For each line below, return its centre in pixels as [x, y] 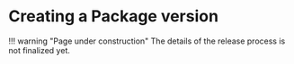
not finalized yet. [40, 50]
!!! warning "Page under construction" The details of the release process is [147, 41]
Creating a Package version [114, 16]
